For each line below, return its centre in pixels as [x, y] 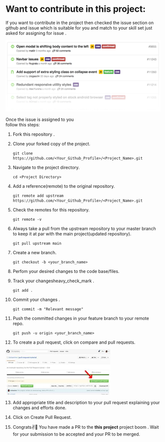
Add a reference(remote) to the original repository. [64, 186]
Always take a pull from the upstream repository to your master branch [84, 228]
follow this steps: [23, 124]
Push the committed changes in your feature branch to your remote [81, 318]
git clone [23, 153]
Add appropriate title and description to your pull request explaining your [86, 402]
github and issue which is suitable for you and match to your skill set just [79, 28]
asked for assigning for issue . [36, 33]
